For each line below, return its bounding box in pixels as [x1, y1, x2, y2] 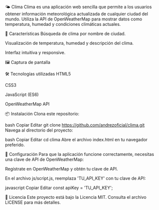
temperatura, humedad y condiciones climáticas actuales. [5, 21, 121, 27]
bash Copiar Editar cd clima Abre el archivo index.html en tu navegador [5, 137, 148, 142]
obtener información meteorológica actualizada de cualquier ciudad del [5, 11, 148, 17]
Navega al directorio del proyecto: [5, 127, 73, 133]
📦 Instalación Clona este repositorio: [5, 111, 79, 116]
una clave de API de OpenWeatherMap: [5, 156, 84, 162]
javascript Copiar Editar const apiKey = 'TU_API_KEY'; [5, 185, 113, 191]
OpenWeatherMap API [5, 101, 50, 107]
